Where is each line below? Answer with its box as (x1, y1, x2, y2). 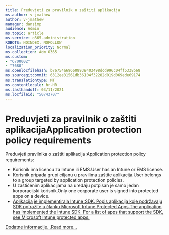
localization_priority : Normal (5, 45, 71, 50)
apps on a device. (12, 193, 50, 199)
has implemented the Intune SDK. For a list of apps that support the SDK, (12, 209, 164, 215)
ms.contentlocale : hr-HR (5, 82, 57, 87)
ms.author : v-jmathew (5, 12, 51, 17)
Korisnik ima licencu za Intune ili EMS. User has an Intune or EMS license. (12, 167, 163, 173)
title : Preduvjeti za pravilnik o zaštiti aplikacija (5, 7, 121, 13)
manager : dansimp (5, 21, 42, 27)
